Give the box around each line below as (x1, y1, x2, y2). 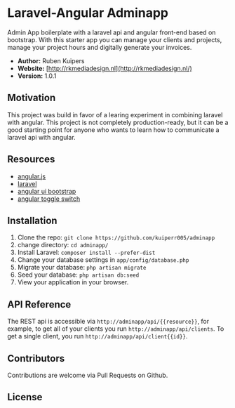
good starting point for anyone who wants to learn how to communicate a (7, 125, 220, 134)
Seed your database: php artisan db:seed (17, 270, 140, 279)
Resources (7, 153, 55, 166)
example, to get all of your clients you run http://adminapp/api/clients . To (7, 324, 224, 333)
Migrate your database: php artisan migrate (17, 263, 147, 272)
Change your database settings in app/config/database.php (17, 256, 189, 264)
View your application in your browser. (17, 278, 129, 287)
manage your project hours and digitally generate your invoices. (7, 43, 192, 51)
